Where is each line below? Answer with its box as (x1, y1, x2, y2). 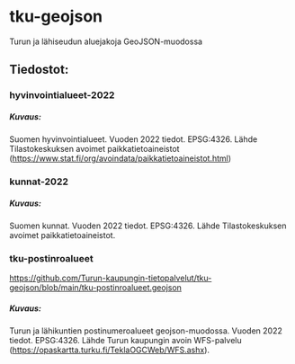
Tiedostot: (9, 62, 69, 77)
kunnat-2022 (9, 175, 69, 188)
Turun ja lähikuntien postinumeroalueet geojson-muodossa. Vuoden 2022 (9, 325, 283, 336)
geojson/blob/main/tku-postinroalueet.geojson (9, 282, 183, 293)
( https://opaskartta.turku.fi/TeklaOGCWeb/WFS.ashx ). (9, 344, 210, 356)
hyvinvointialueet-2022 (9, 89, 115, 102)
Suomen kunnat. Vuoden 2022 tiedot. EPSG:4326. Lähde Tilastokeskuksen (9, 220, 287, 231)
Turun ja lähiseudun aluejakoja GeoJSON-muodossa (9, 36, 203, 47)
